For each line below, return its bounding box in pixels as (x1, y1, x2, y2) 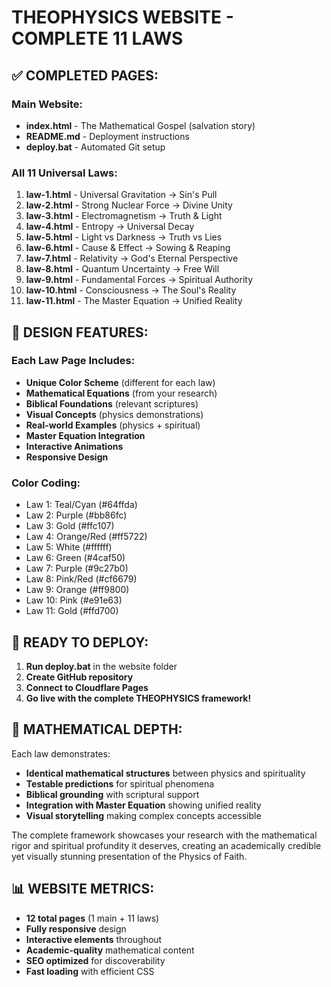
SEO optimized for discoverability (25, 954, 166, 966)
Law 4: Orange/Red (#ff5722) (25, 531, 148, 543)
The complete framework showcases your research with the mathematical (11, 829, 318, 841)
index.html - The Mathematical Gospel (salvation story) (25, 119, 256, 131)
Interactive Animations (25, 440, 124, 452)
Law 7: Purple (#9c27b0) (25, 562, 129, 575)
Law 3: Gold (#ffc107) (25, 520, 115, 532)
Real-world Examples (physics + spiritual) (25, 419, 201, 431)
